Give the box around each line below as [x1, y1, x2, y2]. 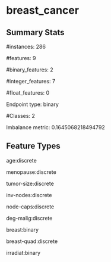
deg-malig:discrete [6, 214, 53, 222]
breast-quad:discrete [6, 238, 58, 245]
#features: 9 [6, 55, 36, 61]
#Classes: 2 [6, 113, 36, 119]
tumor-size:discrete [6, 180, 55, 187]
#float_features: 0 [6, 89, 49, 96]
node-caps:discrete [6, 203, 55, 210]
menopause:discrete [6, 168, 56, 176]
